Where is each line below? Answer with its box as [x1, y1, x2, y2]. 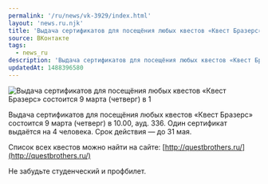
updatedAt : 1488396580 [8, 64, 84, 72]
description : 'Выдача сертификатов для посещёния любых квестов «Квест [8, 57, 251, 65]
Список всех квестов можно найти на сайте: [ [8, 142, 166, 152]
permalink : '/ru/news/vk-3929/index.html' [8, 11, 152, 20]
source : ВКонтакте [8, 34, 69, 42]
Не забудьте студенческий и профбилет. [8, 166, 146, 176]
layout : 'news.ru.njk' [8, 19, 84, 27]
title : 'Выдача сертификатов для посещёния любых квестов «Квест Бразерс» [8, 26, 262, 34]
